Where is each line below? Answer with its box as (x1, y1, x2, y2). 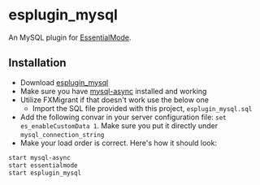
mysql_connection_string (19, 131, 105, 139)
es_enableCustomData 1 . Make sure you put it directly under (19, 120, 218, 131)
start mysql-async (8, 153, 71, 161)
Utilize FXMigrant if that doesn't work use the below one (19, 95, 210, 105)
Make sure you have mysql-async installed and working (19, 86, 207, 96)
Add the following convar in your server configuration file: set (19, 112, 227, 122)
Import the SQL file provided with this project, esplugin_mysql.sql (32, 103, 253, 113)
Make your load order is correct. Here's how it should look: (19, 138, 218, 148)
